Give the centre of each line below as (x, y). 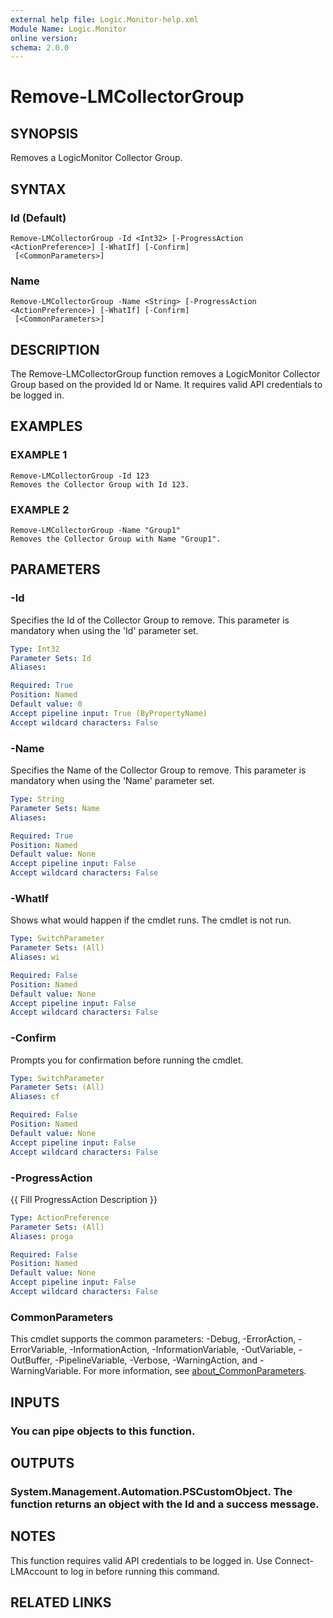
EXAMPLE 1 (39, 455)
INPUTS (35, 1402)
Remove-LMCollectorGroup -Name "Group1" (96, 531)
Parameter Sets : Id (51, 658)
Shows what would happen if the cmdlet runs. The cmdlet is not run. (151, 920)
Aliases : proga (42, 1236)
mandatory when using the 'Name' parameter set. (112, 781)
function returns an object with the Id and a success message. (165, 1504)
